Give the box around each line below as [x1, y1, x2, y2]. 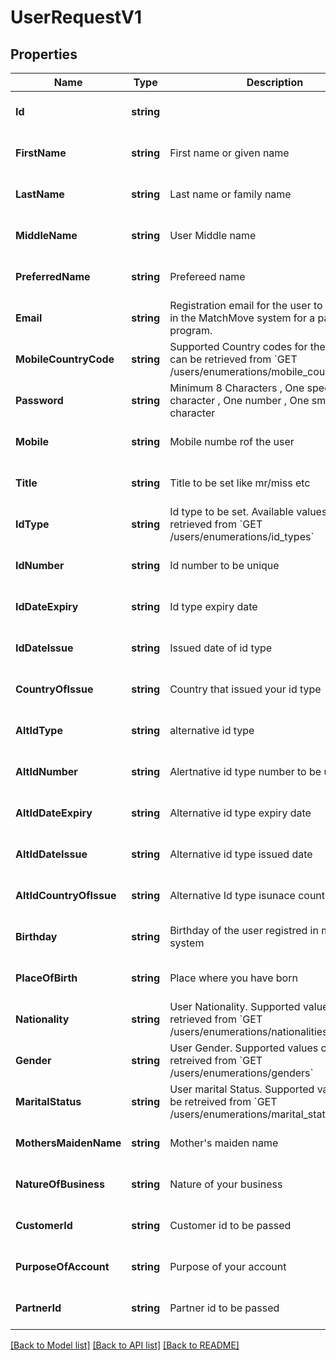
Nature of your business [169, 1177, 283, 1191]
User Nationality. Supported [169, 1000, 301, 1013]
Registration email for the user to [169, 299, 323, 312]
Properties [10, 46, 78, 63]
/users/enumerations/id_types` [169, 530, 315, 543]
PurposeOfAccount [15, 1260, 110, 1273]
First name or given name [169, 146, 290, 160]
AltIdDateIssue [15, 847, 88, 861]
